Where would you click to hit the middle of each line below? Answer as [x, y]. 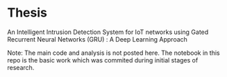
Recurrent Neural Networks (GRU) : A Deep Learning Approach [97, 39]
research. [21, 67]
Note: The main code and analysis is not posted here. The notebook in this [113, 53]
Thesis [27, 13]
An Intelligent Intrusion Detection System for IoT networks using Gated [108, 32]
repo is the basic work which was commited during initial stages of [103, 60]
